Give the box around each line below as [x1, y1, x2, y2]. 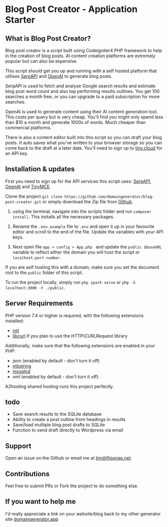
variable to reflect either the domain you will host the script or [12, 249, 140, 255]
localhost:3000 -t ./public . [5, 285, 65, 291]
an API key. [5, 151, 29, 156]
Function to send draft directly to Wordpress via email [12, 427, 124, 433]
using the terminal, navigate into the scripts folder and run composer [12, 208, 152, 214]
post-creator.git [5, 199, 42, 204]
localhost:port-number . [12, 254, 62, 260]
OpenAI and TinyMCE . [5, 183, 51, 189]
